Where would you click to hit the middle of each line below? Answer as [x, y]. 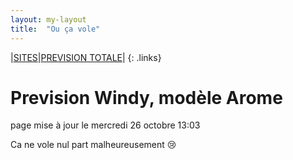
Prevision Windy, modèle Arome [146, 97]
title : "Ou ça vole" [55, 29]
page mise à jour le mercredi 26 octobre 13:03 [105, 125]
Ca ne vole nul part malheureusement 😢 [93, 145]
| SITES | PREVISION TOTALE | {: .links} [86, 57]
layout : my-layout [48, 19]
